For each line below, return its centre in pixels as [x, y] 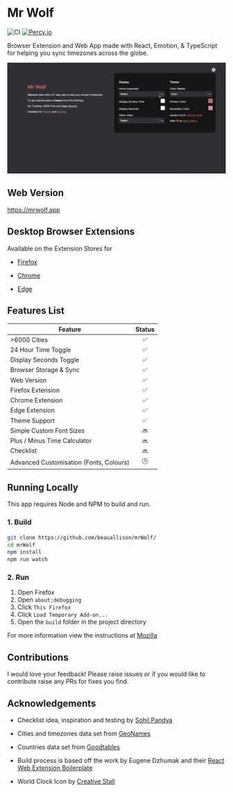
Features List [36, 310]
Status [145, 329]
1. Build [20, 522]
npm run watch [28, 560]
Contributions [38, 657]
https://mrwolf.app [34, 209]
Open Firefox [36, 592]
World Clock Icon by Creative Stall [66, 782]
